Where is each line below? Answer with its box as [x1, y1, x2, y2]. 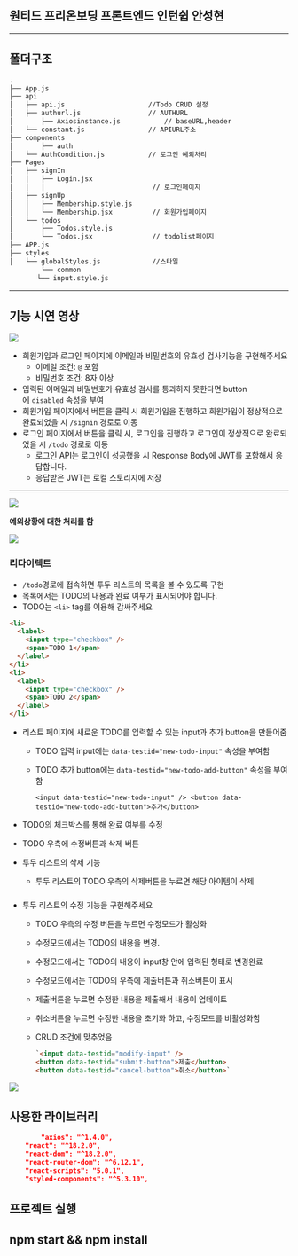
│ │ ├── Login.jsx [9, 175, 93, 184]
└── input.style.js [36, 273, 109, 282]
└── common [41, 265, 82, 274]
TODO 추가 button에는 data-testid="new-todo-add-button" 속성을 [35, 765, 272, 775]
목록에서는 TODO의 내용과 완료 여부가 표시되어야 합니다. [21, 590, 217, 601]
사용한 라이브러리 [9, 1110, 98, 1125]
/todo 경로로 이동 [48, 439, 109, 450]
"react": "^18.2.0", [25, 1142, 101, 1150]
